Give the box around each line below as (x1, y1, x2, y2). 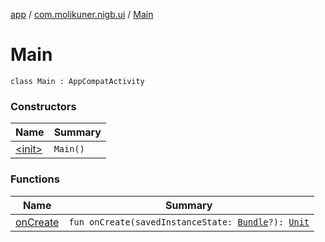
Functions (10, 172, 60, 186)
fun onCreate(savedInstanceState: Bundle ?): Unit (68, 216, 310, 228)
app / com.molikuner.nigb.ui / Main (10, 9, 154, 20)
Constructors (10, 99, 77, 113)
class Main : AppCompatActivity (10, 76, 145, 86)
